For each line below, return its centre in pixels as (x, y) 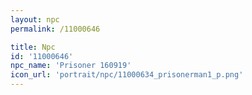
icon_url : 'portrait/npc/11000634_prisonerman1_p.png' (127, 75)
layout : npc (35, 19)
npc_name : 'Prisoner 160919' (71, 66)
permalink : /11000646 (55, 29)
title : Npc (33, 47)
